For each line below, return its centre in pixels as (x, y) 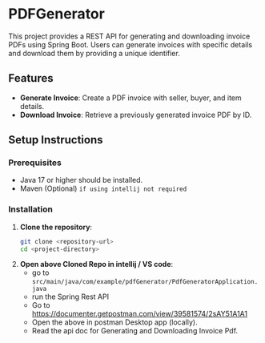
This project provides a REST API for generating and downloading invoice (129, 36)
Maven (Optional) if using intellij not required (103, 188)
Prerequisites (35, 163)
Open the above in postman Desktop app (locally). (114, 322)
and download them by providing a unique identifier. (94, 53)
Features (31, 78)
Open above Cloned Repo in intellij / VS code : (96, 264)
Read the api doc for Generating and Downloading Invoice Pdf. (135, 331)
